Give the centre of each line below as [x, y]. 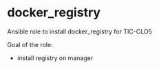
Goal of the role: [30, 44]
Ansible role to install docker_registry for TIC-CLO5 [80, 31]
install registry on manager [55, 58]
